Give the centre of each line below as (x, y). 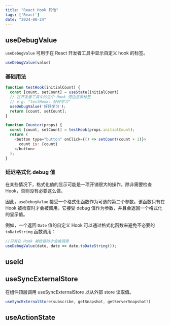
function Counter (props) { (34, 125)
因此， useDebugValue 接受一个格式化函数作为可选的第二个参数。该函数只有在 (85, 201)
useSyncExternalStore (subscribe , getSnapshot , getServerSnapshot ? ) (78, 302)
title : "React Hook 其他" (32, 10)
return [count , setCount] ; (38, 111)
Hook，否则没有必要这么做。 (35, 191)
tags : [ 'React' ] (22, 15)
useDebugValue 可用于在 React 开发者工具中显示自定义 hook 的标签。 (77, 53)
